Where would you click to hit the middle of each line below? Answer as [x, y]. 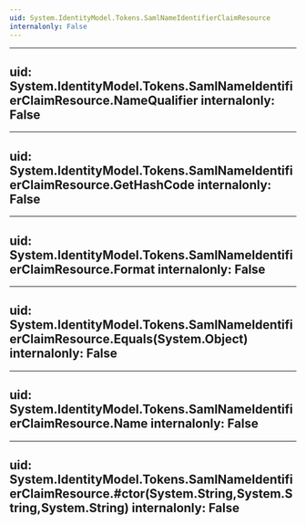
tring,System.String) [69, 508]
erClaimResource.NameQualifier [104, 100]
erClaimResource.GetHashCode [102, 185]
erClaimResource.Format [82, 269]
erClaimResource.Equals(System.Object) [129, 339]
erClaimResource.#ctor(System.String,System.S [151, 493]
